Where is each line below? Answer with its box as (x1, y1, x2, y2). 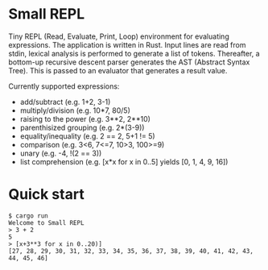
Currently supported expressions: (8, 81, 120, 91)
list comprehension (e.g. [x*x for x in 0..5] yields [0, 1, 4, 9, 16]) (19, 156, 229, 166)
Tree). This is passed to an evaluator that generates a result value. (8, 65, 228, 75)
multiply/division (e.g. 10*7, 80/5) (19, 106, 131, 115)
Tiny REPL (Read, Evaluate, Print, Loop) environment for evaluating (8, 31, 229, 41)
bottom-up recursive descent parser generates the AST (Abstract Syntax (8, 57, 250, 67)
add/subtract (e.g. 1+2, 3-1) (19, 97, 111, 106)
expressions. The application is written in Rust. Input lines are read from (8, 39, 246, 49)
